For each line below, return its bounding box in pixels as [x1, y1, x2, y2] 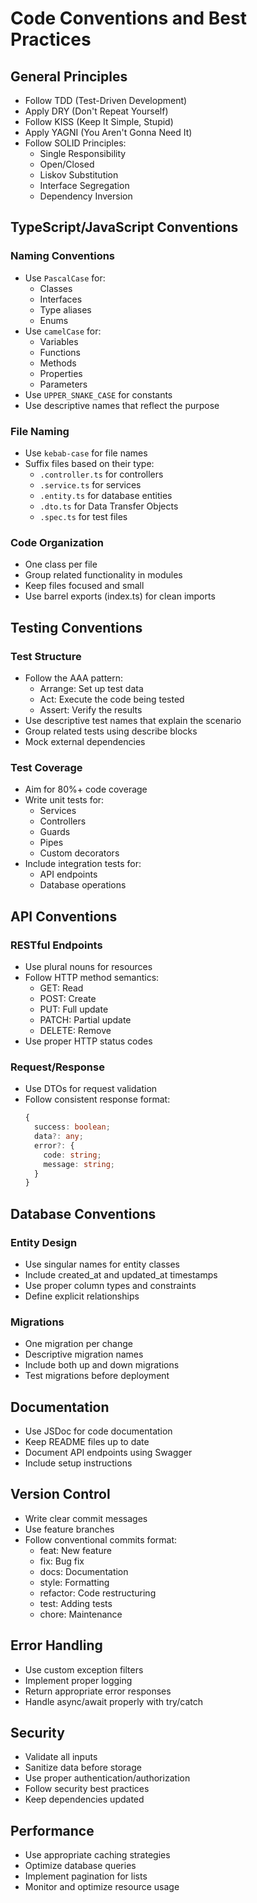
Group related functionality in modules [24, 569, 183, 581]
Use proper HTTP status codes [24, 1035, 153, 1047]
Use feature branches [24, 1523, 115, 1535]
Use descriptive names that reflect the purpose [24, 399, 220, 411]
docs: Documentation [39, 1565, 129, 1577]
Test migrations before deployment [24, 1370, 170, 1382]
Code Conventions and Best [10, 7, 247, 30]
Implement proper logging [24, 1674, 133, 1686]
